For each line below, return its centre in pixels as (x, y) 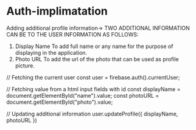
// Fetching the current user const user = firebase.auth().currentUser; (93, 77)
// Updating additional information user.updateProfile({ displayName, (92, 114)
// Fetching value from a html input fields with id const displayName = (93, 89)
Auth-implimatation (57, 11)
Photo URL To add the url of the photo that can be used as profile (97, 59)
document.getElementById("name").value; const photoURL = (83, 95)
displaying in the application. (51, 52)
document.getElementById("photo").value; (60, 102)
